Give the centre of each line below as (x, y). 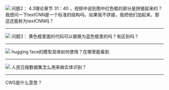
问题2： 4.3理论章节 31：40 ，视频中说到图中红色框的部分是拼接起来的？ (87, 8)
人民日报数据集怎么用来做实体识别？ (49, 67)
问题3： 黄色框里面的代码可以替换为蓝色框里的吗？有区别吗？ (75, 36)
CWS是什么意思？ (24, 82)
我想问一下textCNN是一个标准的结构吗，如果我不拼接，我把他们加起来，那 (82, 15)
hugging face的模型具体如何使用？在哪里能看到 (60, 52)
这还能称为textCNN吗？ (30, 21)
